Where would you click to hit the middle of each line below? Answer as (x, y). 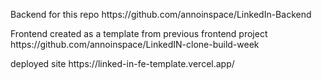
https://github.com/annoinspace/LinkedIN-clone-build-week (135, 44)
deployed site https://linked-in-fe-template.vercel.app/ (122, 63)
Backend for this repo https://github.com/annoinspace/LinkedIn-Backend (161, 14)
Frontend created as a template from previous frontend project (139, 33)
